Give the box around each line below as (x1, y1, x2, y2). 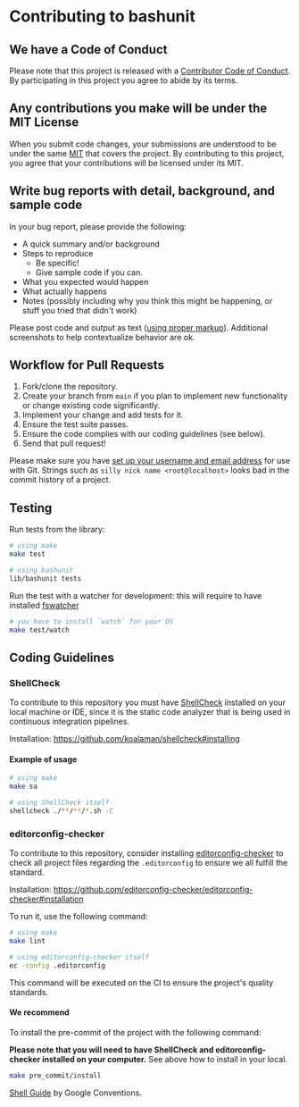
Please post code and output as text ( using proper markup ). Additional (9, 322, 269, 332)
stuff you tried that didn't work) (21, 305, 137, 315)
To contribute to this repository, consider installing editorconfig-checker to (9, 848, 284, 859)
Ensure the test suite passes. (21, 419, 129, 430)
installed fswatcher (9, 600, 79, 610)
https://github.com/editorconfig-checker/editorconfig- (53, 885, 253, 895)
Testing (9, 500, 53, 516)
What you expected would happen (21, 276, 149, 287)
